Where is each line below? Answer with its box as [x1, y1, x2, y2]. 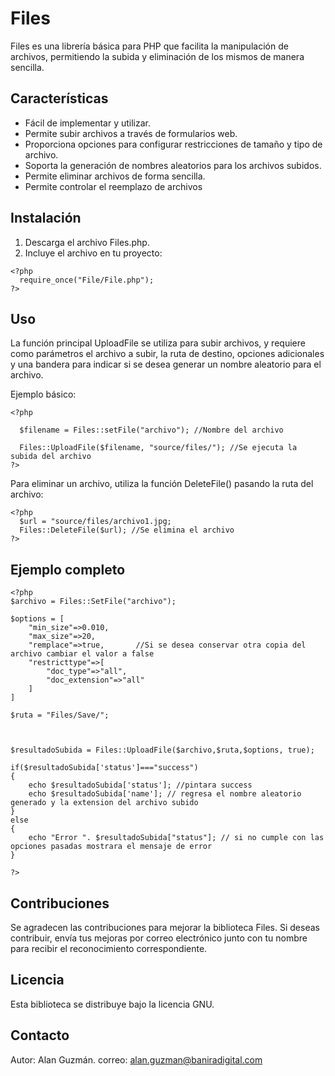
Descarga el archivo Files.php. [24, 236, 150, 248]
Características [10, 90, 109, 107]
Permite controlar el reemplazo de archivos [24, 180, 203, 192]
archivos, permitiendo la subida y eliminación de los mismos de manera [10, 50, 305, 62]
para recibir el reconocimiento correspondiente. [10, 943, 208, 954]
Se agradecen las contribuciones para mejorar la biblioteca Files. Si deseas [10, 922, 320, 933]
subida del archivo [10, 452, 92, 462]
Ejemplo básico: [10, 388, 77, 401]
